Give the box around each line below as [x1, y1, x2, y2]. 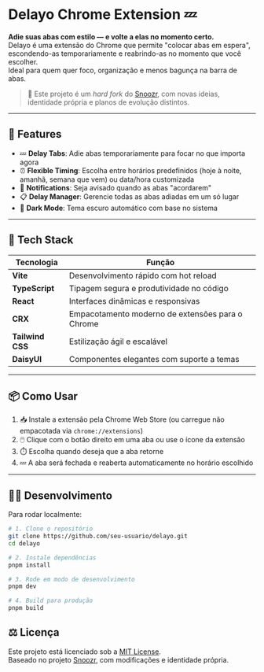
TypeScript [12, 282, 55, 294]
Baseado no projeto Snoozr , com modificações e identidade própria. [8, 655, 229, 664]
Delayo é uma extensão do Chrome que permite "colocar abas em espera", [8, 40, 251, 50]
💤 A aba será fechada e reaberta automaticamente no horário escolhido [19, 458, 254, 467]
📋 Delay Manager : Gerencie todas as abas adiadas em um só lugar [19, 191, 240, 201]
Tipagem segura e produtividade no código [68, 282, 229, 294]
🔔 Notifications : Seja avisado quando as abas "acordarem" [19, 183, 212, 192]
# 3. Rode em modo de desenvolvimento [8, 575, 135, 583]
